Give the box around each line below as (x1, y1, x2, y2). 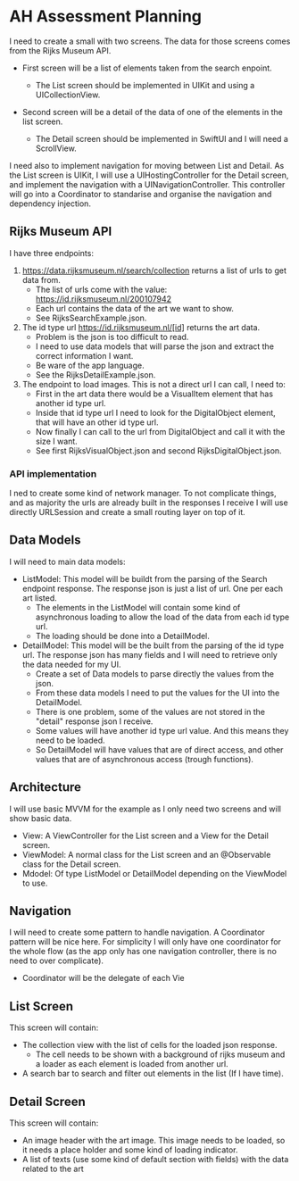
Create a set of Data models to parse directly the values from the (35, 668, 275, 679)
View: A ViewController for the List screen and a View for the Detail (21, 830, 270, 841)
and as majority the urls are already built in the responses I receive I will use (9, 497, 288, 508)
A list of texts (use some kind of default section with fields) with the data (21, 1154, 289, 1165)
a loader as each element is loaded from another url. (35, 1059, 229, 1069)
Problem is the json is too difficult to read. (35, 331, 189, 342)
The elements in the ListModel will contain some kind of (35, 602, 241, 612)
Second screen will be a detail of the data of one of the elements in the (21, 106, 283, 117)
